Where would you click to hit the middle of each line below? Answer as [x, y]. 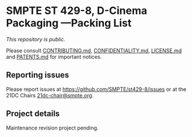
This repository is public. [36, 39]
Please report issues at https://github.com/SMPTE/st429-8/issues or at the [96, 89]
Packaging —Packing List [69, 23]
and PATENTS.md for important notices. [54, 57]
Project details [33, 114]
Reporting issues [38, 75]
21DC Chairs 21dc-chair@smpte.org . [50, 95]
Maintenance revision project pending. [52, 128]
